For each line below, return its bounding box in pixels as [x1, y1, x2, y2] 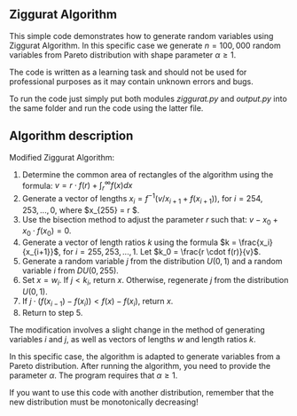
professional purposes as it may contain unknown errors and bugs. [9, 75, 254, 87]
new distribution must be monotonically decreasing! [9, 396, 199, 407]
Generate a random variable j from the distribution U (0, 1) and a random [21, 256, 283, 267]
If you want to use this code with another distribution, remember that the [9, 387, 275, 397]
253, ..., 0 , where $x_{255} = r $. [21, 204, 140, 216]
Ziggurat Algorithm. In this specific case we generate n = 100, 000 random [9, 40, 281, 51]
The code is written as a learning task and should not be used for [9, 67, 247, 77]
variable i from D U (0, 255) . [21, 265, 120, 276]
